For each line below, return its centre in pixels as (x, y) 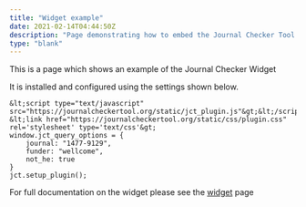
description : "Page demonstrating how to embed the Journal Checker (142, 35)
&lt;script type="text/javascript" (77, 104)
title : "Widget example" (56, 18)
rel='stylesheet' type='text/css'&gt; (83, 128)
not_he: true (51, 160)
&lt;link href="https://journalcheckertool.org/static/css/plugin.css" (148, 119)
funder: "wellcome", (65, 151)
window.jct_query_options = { (67, 136)
